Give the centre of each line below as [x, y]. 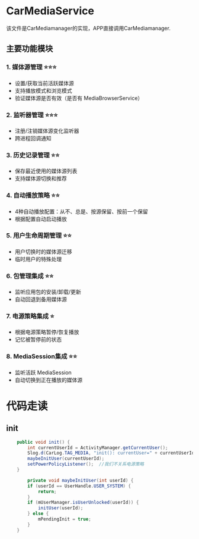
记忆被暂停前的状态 [38, 340]
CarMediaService [50, 11]
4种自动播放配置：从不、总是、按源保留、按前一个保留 [81, 211]
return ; [47, 491]
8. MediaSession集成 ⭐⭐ [42, 356]
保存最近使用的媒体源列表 [46, 171]
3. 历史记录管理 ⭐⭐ [33, 155]
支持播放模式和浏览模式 [43, 90]
